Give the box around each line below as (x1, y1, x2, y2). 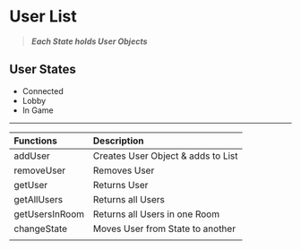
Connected (21, 85, 64, 96)
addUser (13, 150, 51, 162)
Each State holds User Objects (30, 36, 148, 47)
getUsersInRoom (13, 208, 85, 220)
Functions (13, 134, 58, 147)
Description (92, 134, 144, 147)
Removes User (92, 164, 155, 177)
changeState (13, 222, 68, 235)
